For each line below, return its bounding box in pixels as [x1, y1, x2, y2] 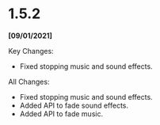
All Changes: [8, 77, 50, 86]
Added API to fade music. [19, 108, 104, 119]
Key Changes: [8, 46, 54, 55]
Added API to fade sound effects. [19, 100, 129, 110]
